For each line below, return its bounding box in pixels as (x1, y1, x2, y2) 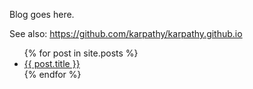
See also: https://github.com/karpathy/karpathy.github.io (9, 28, 243, 39)
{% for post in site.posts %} (23, 47, 139, 59)
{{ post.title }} (23, 58, 81, 69)
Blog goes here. (9, 9, 75, 20)
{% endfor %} (23, 69, 82, 80)
